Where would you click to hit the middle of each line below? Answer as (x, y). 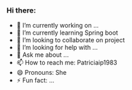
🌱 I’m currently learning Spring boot (67, 33)
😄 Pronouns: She (41, 73)
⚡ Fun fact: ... (35, 80)
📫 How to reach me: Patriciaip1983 (67, 63)
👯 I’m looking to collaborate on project (70, 40)
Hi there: (21, 10)
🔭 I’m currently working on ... (57, 26)
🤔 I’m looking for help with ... (57, 48)
